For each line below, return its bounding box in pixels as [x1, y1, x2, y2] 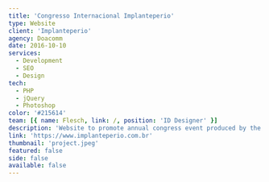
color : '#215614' [8, 110, 67, 118]
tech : [8, 79, 27, 87]
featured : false [8, 147, 63, 155]
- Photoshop [15, 101, 56, 110]
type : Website [8, 19, 56, 27]
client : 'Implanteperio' [8, 27, 92, 35]
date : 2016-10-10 [8, 42, 67, 50]
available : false [8, 162, 67, 170]
